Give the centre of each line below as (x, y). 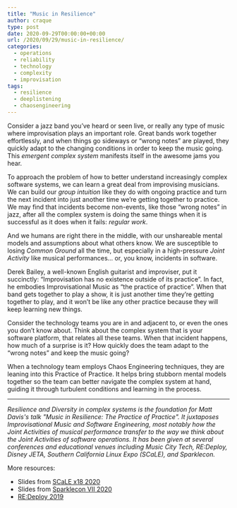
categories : (25, 47)
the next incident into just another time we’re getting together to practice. (114, 199)
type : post (23, 27)
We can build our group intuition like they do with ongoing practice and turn (117, 192)
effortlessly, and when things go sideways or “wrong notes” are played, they (118, 140)
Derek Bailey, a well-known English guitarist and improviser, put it (102, 272)
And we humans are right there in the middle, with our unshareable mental (115, 235)
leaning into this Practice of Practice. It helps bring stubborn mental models (117, 374)
